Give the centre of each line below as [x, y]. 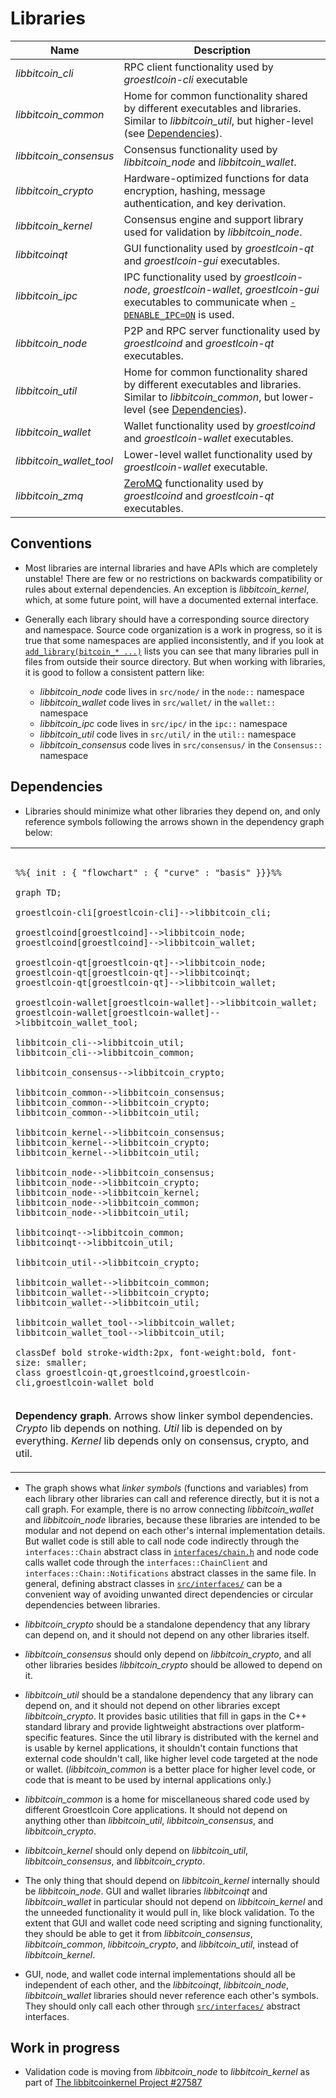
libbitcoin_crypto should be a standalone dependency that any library [167, 1624]
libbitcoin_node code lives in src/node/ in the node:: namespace [172, 691]
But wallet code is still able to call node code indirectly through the [162, 1541]
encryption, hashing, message [194, 190]
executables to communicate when [205, 302]
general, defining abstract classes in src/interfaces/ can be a [153, 1583]
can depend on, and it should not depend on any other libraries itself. [167, 1634]
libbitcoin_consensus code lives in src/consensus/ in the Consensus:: [181, 744]
